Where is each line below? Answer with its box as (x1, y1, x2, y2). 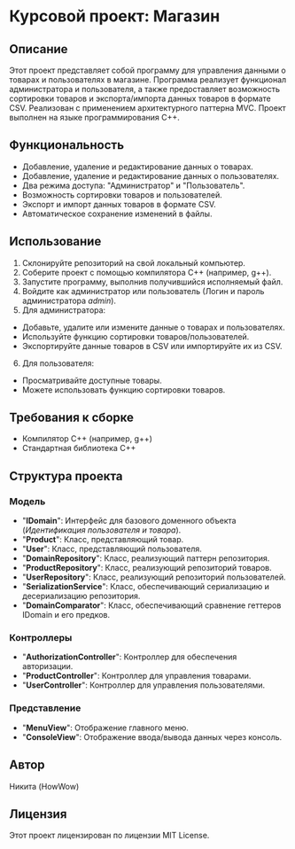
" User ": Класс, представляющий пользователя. (21, 543, 202, 555)
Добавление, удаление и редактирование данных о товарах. (21, 161, 254, 172)
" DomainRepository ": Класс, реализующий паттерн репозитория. (21, 553, 270, 564)
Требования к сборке (9, 410, 135, 425)
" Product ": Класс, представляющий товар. (21, 534, 184, 545)
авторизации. (21, 661, 74, 672)
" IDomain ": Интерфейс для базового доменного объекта (21, 516, 237, 526)
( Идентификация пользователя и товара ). (21, 525, 182, 535)
